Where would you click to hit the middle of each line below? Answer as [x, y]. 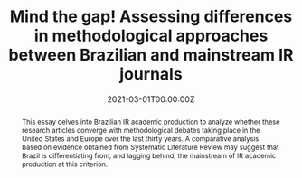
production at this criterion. [65, 164]
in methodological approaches [151, 36]
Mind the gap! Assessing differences [151, 17]
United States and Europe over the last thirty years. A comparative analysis [140, 139]
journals [151, 75]
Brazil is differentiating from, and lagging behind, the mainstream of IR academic [149, 155]
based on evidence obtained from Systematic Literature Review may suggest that [150, 147]
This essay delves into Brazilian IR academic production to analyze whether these [151, 122]
